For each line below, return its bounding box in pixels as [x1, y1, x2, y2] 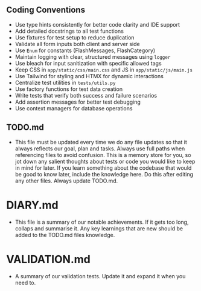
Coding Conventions [6, 5, 86, 15]
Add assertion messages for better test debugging [14, 98, 141, 105]
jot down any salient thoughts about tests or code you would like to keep [14, 158, 196, 165]
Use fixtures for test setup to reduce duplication [14, 33, 135, 41]
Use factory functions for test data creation [14, 85, 123, 93]
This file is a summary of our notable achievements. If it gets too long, [14, 218, 189, 226]
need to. [14, 279, 36, 286]
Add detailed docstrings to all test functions [14, 27, 124, 35]
